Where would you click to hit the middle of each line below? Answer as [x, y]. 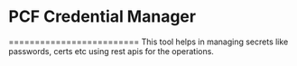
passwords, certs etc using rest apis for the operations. [111, 51]
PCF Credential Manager [102, 17]
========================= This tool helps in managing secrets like [148, 42]
